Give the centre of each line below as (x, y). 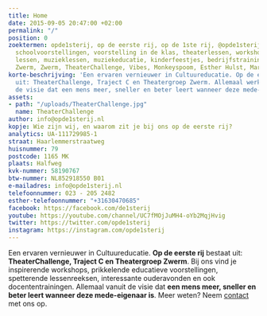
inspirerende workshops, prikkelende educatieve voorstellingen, (113, 270)
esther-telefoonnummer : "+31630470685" (74, 201)
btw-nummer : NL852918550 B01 (56, 179)
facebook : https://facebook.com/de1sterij (79, 208)
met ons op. (28, 304)
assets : (21, 97)
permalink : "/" (33, 30)
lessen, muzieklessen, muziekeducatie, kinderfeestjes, (110, 60)
